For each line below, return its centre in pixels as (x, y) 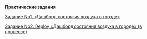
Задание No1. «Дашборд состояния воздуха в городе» (63, 17)
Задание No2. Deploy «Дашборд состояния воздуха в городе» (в (73, 26)
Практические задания (30, 7)
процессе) (16, 31)
